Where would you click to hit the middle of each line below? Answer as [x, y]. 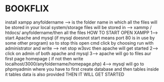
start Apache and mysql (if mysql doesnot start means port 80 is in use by [80, 38]
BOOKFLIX [27, 9]
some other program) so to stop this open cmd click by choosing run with [79, 43]
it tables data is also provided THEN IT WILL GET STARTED [65, 74]
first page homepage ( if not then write [44, 58]
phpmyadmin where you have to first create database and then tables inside [82, 69]
